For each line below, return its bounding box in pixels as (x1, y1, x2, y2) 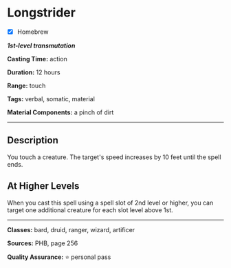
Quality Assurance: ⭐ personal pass (7, 253, 111, 261)
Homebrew (16, 28, 49, 36)
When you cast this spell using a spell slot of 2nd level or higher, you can (7, 198, 214, 207)
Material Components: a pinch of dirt (7, 108, 114, 116)
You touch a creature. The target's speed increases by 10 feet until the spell (7, 153, 221, 161)
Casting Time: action (7, 55, 67, 63)
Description (7, 134, 58, 146)
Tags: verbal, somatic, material (7, 95, 95, 103)
